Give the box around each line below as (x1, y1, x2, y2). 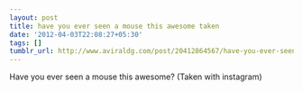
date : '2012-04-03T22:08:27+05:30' (9, 30, 143, 39)
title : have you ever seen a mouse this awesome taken (9, 22, 220, 31)
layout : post (9, 13, 59, 23)
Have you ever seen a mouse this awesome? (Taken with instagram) (9, 71, 263, 82)
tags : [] (9, 38, 42, 48)
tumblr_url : (9, 47, 54, 56)
